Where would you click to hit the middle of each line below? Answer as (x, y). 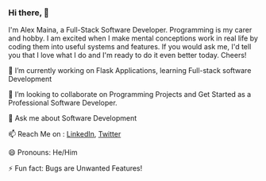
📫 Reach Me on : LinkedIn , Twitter (65, 134)
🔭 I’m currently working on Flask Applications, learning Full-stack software (130, 71)
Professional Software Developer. (63, 103)
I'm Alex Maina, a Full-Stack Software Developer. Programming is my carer (130, 30)
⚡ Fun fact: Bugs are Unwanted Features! (75, 168)
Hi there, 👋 (29, 13)
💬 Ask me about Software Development (73, 118)
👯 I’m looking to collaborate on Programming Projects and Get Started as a (130, 94)
